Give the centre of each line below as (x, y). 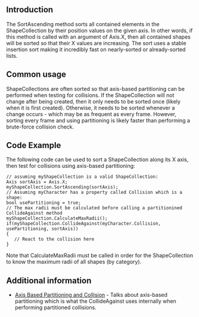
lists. (12, 55)
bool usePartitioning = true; (44, 203)
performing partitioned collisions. (55, 307)
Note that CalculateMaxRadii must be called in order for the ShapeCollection (100, 256)
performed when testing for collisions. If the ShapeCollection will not (90, 95)
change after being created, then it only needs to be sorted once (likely (93, 101)
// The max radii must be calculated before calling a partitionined (94, 208)
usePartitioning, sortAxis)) (42, 229)
